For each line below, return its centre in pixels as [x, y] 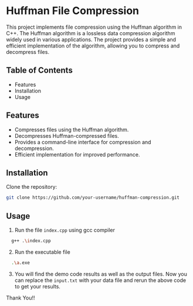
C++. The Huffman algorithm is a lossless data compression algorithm [91, 33]
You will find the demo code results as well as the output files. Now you [101, 274]
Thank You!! [21, 298]
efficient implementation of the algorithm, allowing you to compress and [93, 46]
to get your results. [37, 286]
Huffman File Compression [73, 11]
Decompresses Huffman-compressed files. [67, 135]
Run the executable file [42, 252]
